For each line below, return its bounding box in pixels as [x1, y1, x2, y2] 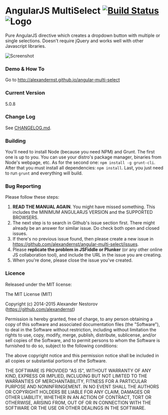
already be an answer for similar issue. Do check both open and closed [12, 225, 159, 231]
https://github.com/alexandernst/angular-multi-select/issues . [12, 241, 139, 247]
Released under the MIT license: [5, 281, 72, 287]
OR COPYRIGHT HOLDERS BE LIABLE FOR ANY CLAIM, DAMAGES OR [5, 389, 150, 395]
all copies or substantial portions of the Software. [5, 358, 107, 364]
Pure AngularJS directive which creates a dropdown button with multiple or [5, 32, 160, 38]
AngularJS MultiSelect [5, 5, 101, 17]
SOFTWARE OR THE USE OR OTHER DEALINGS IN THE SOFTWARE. [5, 405, 146, 411]
